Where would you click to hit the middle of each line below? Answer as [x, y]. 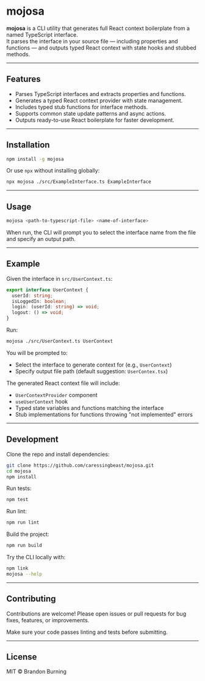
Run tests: [19, 488]
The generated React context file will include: [63, 383]
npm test [17, 500]
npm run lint [23, 523]
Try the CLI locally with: [36, 557]
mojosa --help [24, 574]
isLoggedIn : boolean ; [39, 301]
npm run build [24, 546]
